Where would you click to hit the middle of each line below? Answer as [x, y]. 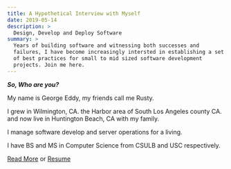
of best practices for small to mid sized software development [108, 59]
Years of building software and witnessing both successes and [106, 46]
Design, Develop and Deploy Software [68, 33]
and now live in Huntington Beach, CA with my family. [83, 119]
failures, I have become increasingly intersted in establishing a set [119, 52]
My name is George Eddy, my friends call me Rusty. [81, 98]
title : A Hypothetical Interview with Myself [74, 13]
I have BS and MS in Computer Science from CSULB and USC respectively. [114, 145]
